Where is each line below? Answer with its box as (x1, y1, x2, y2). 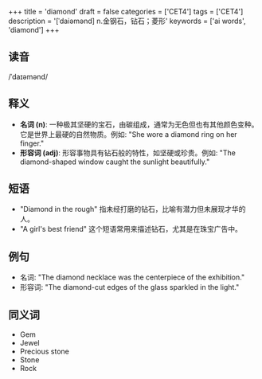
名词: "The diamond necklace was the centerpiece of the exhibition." (19, 272, 245, 282)
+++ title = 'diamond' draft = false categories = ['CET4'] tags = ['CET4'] (8, 7, 244, 16)
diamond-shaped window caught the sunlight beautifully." (19, 157, 210, 166)
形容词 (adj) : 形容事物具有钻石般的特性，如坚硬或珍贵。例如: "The (19, 147, 237, 158)
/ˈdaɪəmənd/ (8, 72, 49, 81)
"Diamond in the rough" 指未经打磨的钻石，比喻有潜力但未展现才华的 (19, 205, 246, 214)
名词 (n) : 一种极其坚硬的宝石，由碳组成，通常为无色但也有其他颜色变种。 (19, 119, 259, 129)
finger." (19, 139, 45, 148)
